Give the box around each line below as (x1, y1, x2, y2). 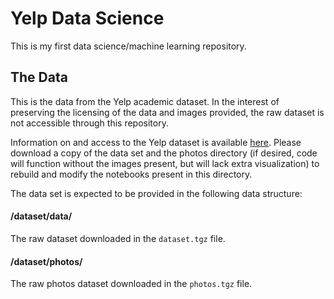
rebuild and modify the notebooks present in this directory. (10, 168, 253, 180)
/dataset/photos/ (10, 255, 83, 267)
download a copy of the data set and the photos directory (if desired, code (10, 147, 318, 159)
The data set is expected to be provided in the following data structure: (10, 187, 303, 199)
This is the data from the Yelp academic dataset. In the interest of (10, 95, 280, 107)
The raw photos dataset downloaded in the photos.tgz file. (10, 278, 253, 290)
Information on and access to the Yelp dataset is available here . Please (10, 136, 302, 148)
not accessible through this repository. (10, 117, 169, 129)
